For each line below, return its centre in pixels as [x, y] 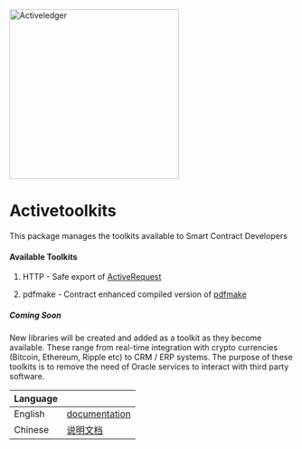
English [29, 414]
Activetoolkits [63, 211]
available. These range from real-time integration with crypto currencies [144, 348]
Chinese [32, 430]
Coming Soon [35, 315]
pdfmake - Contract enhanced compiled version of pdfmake [134, 294]
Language [36, 399]
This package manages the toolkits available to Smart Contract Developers [148, 235]
